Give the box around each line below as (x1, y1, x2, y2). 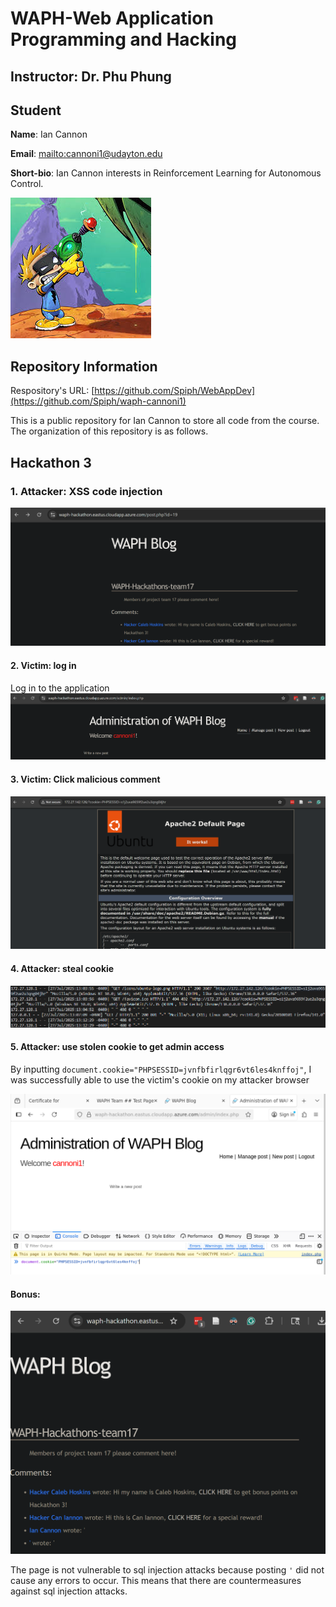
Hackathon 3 (10, 454, 92, 471)
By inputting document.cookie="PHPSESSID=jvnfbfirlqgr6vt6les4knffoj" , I (10, 1063, 312, 1075)
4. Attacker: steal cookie (10, 962, 115, 974)
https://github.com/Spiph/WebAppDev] (94, 385, 256, 397)
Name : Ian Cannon (10, 128, 88, 141)
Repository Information (10, 358, 158, 375)
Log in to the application (10, 682, 110, 694)
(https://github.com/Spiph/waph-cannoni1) (10, 395, 187, 407)
